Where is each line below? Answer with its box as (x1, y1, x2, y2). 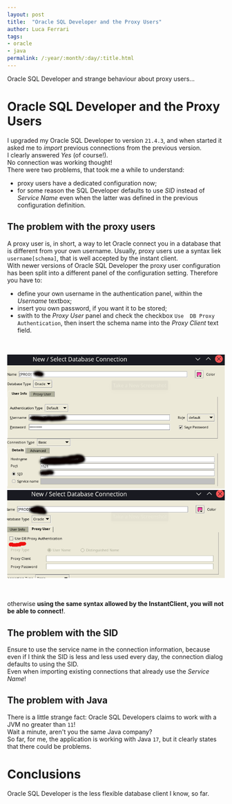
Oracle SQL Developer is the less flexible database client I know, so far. (7, 789, 209, 797)
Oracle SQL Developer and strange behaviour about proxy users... (7, 75, 195, 83)
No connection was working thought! (7, 158, 113, 166)
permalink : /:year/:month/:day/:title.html (7, 55, 135, 62)
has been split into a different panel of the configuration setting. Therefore (7, 268, 219, 277)
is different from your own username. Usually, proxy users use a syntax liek (7, 246, 222, 255)
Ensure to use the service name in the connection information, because (7, 645, 211, 654)
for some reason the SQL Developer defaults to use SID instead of (17, 186, 205, 195)
